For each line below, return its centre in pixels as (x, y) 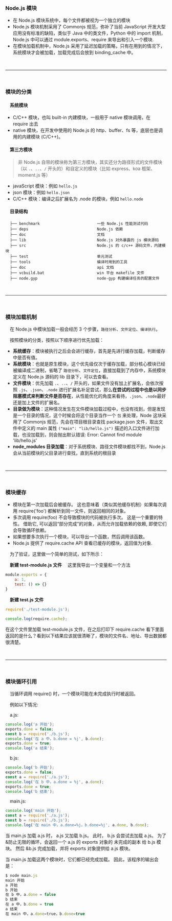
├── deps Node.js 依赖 (67, 229)
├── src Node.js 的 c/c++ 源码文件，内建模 (88, 246)
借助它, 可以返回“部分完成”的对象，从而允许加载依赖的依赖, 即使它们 (95, 524)
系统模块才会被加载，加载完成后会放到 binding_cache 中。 (74, 53)
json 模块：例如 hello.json (41, 192)
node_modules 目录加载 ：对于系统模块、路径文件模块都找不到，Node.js (89, 447)
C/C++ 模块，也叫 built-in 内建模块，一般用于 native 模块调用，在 (82, 117)
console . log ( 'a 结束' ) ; (30, 748)
